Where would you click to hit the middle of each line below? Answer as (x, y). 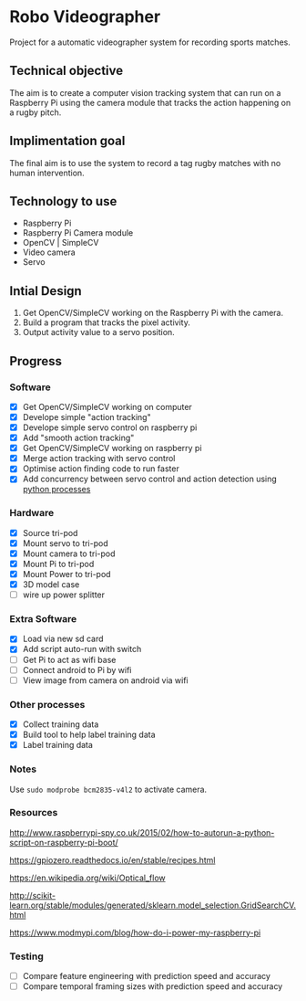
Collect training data (61, 724)
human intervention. (47, 173)
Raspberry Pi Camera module (78, 233)
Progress (36, 361)
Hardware (32, 513)
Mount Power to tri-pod (66, 574)
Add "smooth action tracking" (78, 438)
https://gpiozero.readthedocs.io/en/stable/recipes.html (112, 859)
